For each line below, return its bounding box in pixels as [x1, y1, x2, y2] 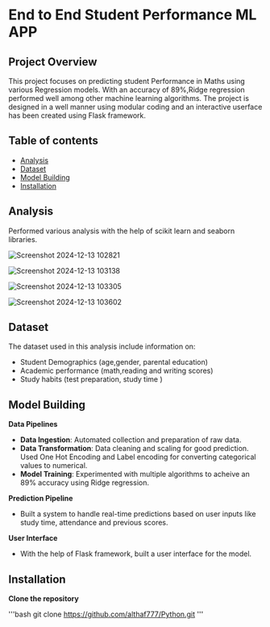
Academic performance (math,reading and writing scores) [19, 366, 214, 376]
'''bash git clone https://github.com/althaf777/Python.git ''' [8, 609, 204, 619]
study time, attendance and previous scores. [19, 518, 168, 528]
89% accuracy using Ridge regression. [19, 478, 149, 487]
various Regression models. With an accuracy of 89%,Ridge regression [8, 85, 246, 94]
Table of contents [8, 134, 98, 148]
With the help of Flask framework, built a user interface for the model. [19, 549, 252, 558]
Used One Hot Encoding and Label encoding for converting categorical [19, 452, 256, 462]
